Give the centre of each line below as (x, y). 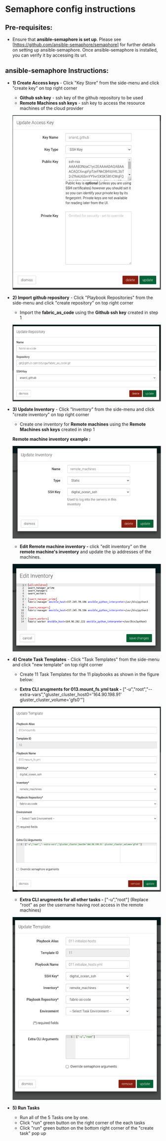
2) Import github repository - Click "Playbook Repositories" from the (83, 298)
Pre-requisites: (29, 28)
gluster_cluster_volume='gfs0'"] (52, 700)
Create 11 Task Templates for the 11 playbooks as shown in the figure (89, 674)
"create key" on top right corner (45, 88)
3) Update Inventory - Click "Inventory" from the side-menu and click (83, 409)
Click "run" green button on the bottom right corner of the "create (87, 1128)
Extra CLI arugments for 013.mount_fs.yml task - (71, 689)
